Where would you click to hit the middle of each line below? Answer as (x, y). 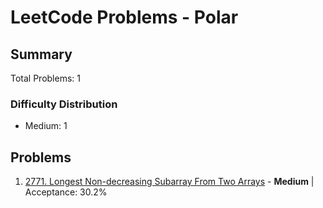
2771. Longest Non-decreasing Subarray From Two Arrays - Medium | (169, 182)
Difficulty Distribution (64, 104)
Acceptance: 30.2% (66, 192)
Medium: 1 (46, 126)
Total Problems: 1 (45, 78)
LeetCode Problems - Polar (124, 17)
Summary (41, 54)
